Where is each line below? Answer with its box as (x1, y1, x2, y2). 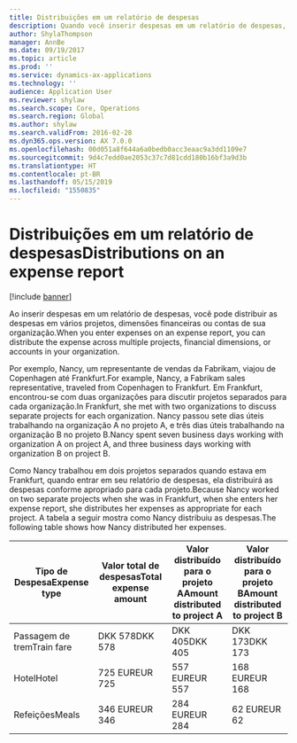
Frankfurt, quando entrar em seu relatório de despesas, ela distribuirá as (9, 474, 274, 485)
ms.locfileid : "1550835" (9, 186, 101, 195)
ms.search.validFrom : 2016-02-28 (9, 129, 133, 137)
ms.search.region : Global (9, 112, 104, 121)
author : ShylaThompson (9, 29, 93, 38)
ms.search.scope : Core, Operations (9, 104, 141, 113)
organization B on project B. (9, 448, 110, 458)
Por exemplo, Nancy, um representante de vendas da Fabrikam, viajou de (9, 363, 277, 373)
